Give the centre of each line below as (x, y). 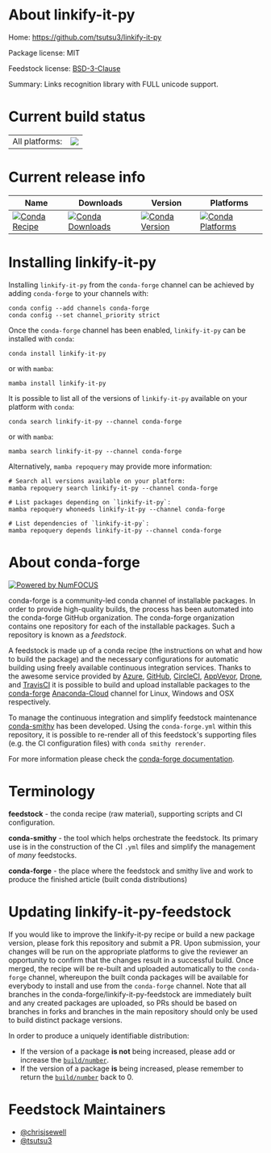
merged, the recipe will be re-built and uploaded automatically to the (122, 968)
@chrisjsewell (43, 1132)
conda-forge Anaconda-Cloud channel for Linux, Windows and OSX (121, 693)
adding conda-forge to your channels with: (79, 293)
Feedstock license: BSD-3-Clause (65, 68)
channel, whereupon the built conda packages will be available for (138, 977)
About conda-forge (74, 562)
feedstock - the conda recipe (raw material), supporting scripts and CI (126, 813)
